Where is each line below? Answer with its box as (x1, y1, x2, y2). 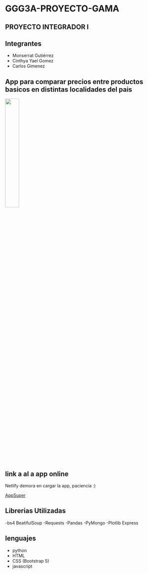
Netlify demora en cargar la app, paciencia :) (5, 483, 96, 489)
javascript (12, 563, 33, 569)
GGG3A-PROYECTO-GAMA (5, 3, 119, 14)
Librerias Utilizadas (5, 507, 66, 515)
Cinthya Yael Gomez (12, 58, 54, 64)
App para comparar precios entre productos (5, 77, 144, 86)
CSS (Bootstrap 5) (12, 558, 49, 564)
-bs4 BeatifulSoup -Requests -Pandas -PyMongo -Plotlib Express (5, 520, 139, 525)
